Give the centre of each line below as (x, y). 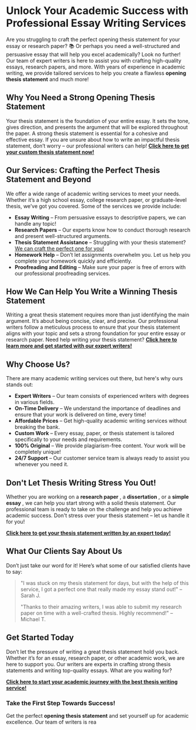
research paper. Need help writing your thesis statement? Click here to (92, 340)
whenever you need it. (42, 464)
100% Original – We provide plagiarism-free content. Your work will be (100, 446)
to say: (14, 571)
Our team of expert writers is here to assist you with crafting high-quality (94, 60)
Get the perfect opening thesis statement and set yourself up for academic (97, 715)
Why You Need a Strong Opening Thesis (80, 98)
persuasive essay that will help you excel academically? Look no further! (93, 54)
